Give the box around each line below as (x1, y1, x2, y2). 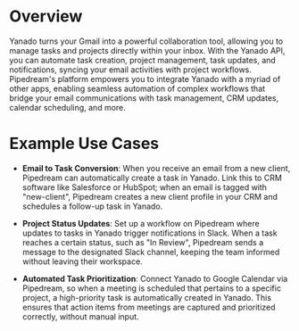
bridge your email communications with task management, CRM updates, (9, 92, 279, 103)
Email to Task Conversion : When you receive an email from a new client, (21, 162, 291, 173)
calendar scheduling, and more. (9, 102, 127, 112)
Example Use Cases (9, 134, 160, 153)
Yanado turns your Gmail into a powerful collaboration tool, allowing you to (9, 36, 284, 46)
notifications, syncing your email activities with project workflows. (9, 64, 253, 75)
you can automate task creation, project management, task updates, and (9, 54, 277, 65)
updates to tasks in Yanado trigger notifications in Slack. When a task (21, 228, 278, 238)
